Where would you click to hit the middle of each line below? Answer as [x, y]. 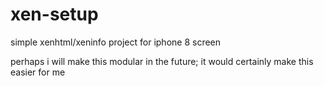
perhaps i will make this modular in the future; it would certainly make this [162, 61]
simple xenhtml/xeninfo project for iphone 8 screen [116, 42]
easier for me [38, 72]
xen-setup [54, 14]
